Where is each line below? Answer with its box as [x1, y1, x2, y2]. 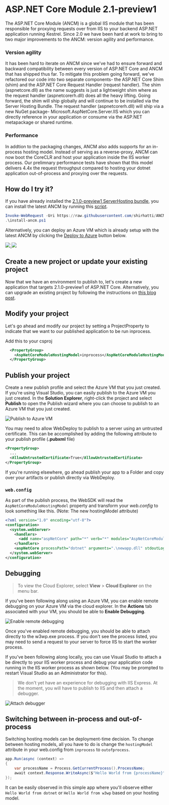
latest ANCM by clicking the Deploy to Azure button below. [5, 233, 127, 239]
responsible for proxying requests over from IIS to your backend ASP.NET [5, 25, 158, 31]
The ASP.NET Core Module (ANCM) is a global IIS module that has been [5, 20, 154, 26]
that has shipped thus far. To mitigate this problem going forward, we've [5, 71, 154, 77]
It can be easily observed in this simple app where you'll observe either [5, 784, 153, 790]
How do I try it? [5, 185, 54, 193]
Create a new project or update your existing [5, 257, 148, 266]
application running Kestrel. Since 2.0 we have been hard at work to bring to [5, 31, 163, 37]
